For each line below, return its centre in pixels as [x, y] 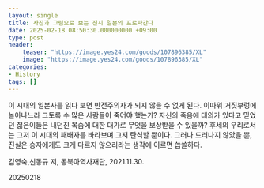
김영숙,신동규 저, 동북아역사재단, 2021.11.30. [76, 161]
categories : [28, 67]
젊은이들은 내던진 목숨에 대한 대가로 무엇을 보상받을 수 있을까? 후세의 [123, 125]
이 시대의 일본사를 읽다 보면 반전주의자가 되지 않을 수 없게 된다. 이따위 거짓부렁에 [132, 105]
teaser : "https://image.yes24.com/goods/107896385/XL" [115, 52]
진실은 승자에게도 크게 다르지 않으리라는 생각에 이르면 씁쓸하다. [106, 145]
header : [21, 45]
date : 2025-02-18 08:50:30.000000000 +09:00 [83, 30]
